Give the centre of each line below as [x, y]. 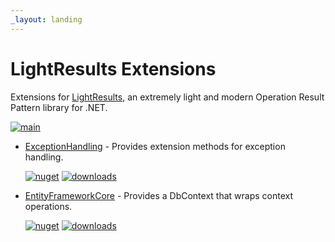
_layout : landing [46, 19]
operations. [48, 206]
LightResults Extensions [113, 68]
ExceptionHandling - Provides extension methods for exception [155, 146]
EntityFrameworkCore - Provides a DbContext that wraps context [159, 195]
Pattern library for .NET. [59, 107]
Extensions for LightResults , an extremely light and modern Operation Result [167, 97]
